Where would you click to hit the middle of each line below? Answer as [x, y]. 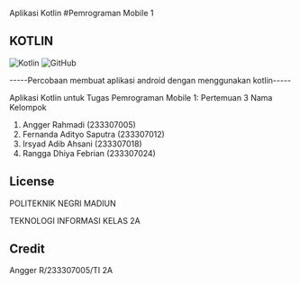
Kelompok [28, 107]
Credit [27, 249]
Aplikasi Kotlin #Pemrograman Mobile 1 [82, 13]
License [32, 182]
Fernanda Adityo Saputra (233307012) [93, 134]
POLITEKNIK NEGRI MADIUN [63, 203]
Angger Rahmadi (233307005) [79, 124]
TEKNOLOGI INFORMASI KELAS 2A [75, 220]
